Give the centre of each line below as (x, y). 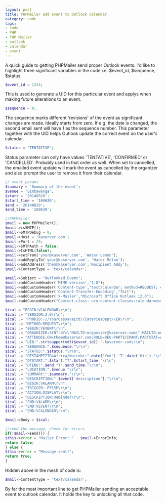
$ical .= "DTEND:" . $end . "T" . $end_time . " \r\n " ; (54, 365)
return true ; (19, 457)
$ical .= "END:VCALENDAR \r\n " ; (37, 411)
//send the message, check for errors (45, 429)
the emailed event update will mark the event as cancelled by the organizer (82, 168)
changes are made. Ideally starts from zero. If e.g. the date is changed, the (81, 123)
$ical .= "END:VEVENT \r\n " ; (34, 406)
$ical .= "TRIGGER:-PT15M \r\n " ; (38, 388)
